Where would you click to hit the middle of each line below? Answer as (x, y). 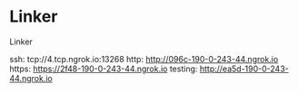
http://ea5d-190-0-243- (244, 69)
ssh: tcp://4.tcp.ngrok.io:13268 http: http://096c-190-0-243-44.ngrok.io (144, 59)
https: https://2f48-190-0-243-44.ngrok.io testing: (104, 69)
